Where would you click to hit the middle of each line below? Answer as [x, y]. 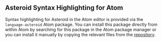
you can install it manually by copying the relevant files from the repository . [80, 34]
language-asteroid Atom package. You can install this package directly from [81, 24]
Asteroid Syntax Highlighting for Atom [64, 8]
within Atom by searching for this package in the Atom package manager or [81, 29]
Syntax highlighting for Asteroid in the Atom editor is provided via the [74, 19]
